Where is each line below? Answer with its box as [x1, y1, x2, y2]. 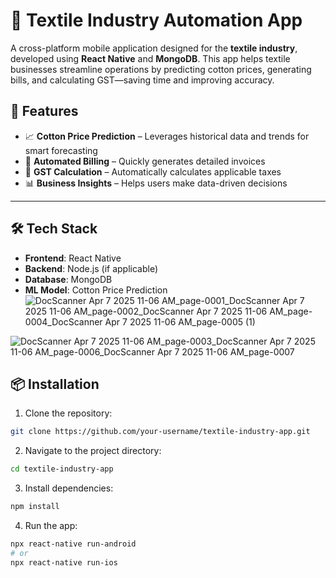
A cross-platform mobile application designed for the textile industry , [10, 42, 298, 54]
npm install [10, 502, 60, 512]
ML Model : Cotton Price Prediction [24, 284, 168, 296]
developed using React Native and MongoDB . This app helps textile [10, 52, 291, 64]
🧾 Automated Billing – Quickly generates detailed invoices [24, 155, 266, 167]
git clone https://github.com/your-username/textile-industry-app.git [10, 427, 311, 437]
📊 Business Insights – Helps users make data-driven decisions [24, 177, 288, 189]
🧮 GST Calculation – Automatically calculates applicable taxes [24, 165, 282, 178]
